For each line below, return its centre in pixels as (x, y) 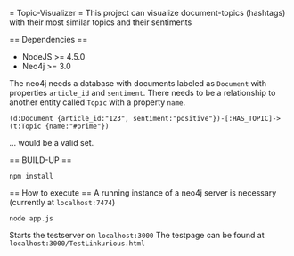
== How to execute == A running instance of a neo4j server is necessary (143, 193)
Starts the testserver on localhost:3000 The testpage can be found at (137, 235)
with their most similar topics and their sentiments (101, 22)
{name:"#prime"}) (77, 126)
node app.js (31, 219)
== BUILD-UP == (41, 160)
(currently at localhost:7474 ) (62, 202)
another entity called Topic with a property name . (98, 102)
